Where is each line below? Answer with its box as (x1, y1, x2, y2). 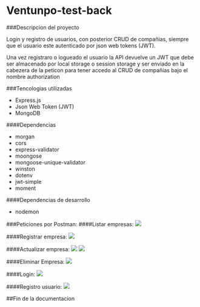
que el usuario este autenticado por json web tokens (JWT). (6, 42, 156, 49)
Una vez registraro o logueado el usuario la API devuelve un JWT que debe (6, 53, 194, 61)
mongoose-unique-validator (15, 158, 86, 166)
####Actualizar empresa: (6, 245, 70, 252)
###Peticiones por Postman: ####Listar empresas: (6, 220, 134, 228)
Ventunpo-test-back (6, 4, 112, 18)
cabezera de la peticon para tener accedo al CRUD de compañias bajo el (6, 66, 188, 73)
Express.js (15, 96, 41, 104)
